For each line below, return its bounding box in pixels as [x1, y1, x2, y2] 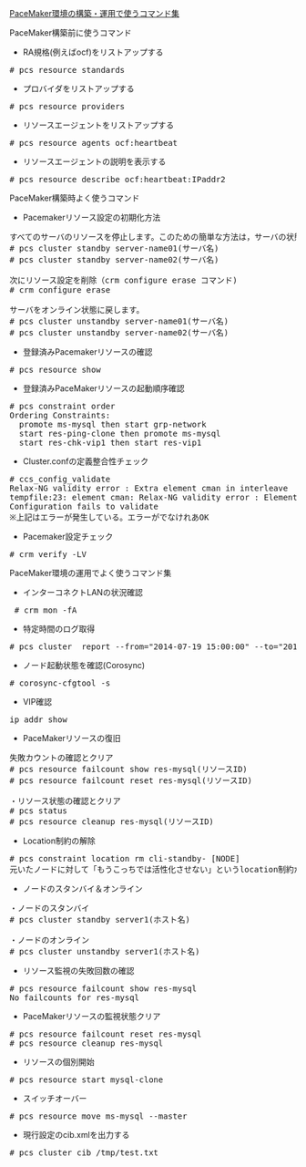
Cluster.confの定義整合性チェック [22, 456, 148, 467]
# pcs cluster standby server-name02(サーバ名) [9, 254, 219, 264]
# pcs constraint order [9, 401, 116, 411]
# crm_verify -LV [9, 550, 87, 559]
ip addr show [9, 715, 68, 725]
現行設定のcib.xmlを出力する [22, 1130, 130, 1140]
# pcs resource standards [9, 65, 126, 75]
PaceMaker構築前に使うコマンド [9, 27, 132, 38]
